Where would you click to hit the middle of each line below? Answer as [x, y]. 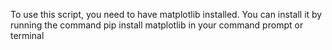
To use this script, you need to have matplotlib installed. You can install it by [166, 14]
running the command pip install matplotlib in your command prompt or [157, 25]
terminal [27, 35]
